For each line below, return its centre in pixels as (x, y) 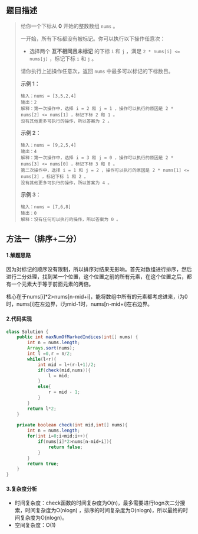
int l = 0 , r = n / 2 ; (50, 354)
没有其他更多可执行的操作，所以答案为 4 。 (66, 183)
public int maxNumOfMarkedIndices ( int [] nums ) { (77, 337)
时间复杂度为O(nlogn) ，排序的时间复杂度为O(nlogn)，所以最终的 (104, 510)
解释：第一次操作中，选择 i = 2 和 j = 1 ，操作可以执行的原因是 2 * (97, 108)
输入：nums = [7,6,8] (46, 207)
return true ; (43, 464)
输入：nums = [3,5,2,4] (48, 96)
